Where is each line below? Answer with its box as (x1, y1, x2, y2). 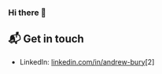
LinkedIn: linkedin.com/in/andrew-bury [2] (19, 57, 155, 66)
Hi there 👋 (8, 7, 47, 18)
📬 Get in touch (8, 32, 84, 46)
